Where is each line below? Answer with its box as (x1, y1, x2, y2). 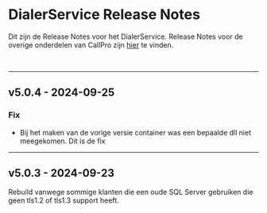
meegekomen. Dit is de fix (19, 136, 106, 146)
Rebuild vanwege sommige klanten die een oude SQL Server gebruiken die (8, 188, 253, 197)
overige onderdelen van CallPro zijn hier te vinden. (8, 40, 174, 49)
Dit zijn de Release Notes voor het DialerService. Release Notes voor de (8, 32, 244, 41)
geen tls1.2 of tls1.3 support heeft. (8, 196, 119, 205)
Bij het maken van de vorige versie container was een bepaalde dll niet (19, 127, 252, 137)
